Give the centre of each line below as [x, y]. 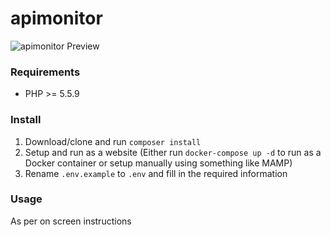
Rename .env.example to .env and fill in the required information [156, 173]
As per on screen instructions [71, 221]
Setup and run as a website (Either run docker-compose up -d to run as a [173, 152]
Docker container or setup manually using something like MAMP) [158, 163]
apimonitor [56, 18]
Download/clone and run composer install [113, 141]
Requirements [45, 72]
